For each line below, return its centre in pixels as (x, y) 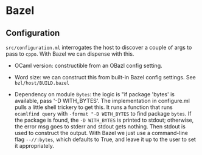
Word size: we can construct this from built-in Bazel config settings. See (105, 77)
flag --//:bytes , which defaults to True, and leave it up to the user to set (105, 139)
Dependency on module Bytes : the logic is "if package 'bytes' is (94, 94)
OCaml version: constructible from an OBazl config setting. (88, 65)
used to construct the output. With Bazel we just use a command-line (101, 133)
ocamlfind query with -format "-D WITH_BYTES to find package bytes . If (103, 114)
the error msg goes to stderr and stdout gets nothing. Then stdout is (100, 127)
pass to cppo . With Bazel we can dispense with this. (70, 54)
